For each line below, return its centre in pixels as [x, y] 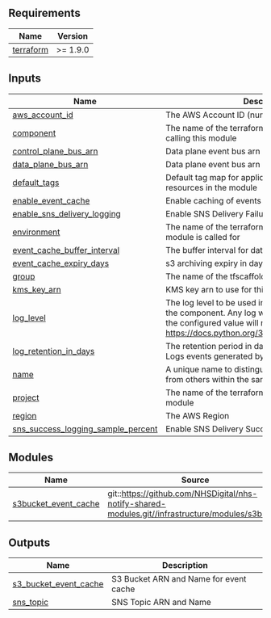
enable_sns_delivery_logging [67, 213]
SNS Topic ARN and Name [161, 603]
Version [73, 36]
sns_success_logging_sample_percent [85, 429]
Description [185, 565]
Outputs [29, 542]
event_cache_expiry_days [61, 263]
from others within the [207, 379]
